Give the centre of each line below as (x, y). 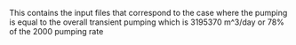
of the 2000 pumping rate (56, 31)
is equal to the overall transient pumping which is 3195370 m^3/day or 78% (147, 22)
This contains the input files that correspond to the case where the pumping (148, 13)
